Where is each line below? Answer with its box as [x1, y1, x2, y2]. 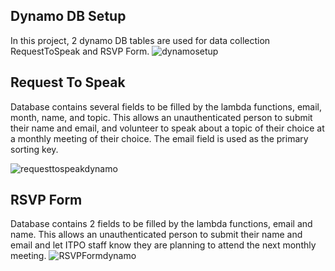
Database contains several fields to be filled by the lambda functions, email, [10, 100, 323, 113]
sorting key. [10, 143, 59, 155]
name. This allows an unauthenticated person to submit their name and [10, 229, 303, 241]
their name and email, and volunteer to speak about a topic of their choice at [10, 122, 325, 134]
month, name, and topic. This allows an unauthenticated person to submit [10, 111, 313, 123]
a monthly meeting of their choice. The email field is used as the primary [10, 132, 309, 144]
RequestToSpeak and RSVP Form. [10, 45, 150, 57]
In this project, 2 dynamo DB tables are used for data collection [10, 34, 271, 46]
